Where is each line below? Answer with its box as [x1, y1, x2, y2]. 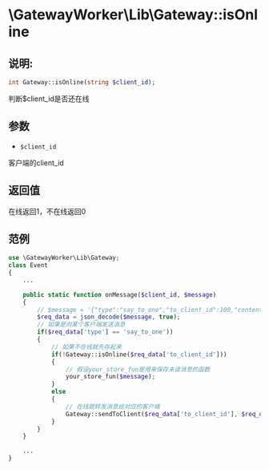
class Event [8, 261, 48, 269]
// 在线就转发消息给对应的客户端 [65, 403, 160, 411]
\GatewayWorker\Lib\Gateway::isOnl [8, 6, 259, 24]
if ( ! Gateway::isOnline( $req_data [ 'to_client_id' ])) [50, 350, 227, 359]
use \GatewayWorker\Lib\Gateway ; [8, 254, 120, 262]
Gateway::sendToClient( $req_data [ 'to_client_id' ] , [65, 410, 239, 418]
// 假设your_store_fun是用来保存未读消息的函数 [65, 365, 211, 374]
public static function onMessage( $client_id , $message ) [22, 290, 217, 298]
